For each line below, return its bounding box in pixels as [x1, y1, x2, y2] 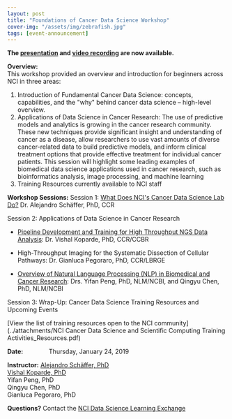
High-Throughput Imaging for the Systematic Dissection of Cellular [17, 249, 209, 257]
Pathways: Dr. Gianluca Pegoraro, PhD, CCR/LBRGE [17, 256, 166, 265]
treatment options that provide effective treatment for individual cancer [17, 150, 222, 159]
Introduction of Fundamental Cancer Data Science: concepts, [17, 91, 194, 99]
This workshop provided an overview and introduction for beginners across [7, 70, 224, 78]
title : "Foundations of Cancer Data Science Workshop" [7, 17, 170, 24]
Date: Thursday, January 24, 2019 [7, 347, 130, 356]
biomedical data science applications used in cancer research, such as [17, 165, 222, 173]
